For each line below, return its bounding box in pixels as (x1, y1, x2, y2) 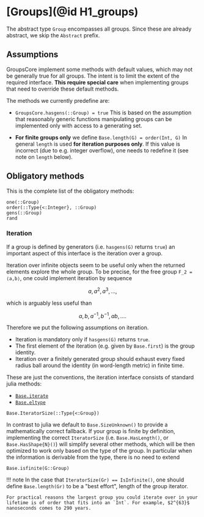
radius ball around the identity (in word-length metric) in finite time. (15, 362, 184, 369)
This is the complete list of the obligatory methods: (6, 187, 134, 195)
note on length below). (15, 153, 73, 160)
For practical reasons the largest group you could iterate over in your (6, 494, 199, 500)
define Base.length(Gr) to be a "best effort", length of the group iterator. (6, 483, 188, 490)
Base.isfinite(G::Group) (6, 466, 70, 472)
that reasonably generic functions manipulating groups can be (15, 115, 172, 122)
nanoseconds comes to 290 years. (6, 505, 92, 511)
